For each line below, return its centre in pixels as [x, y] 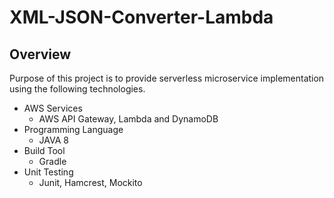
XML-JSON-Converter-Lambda [141, 17]
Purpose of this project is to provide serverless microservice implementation [167, 78]
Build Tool [44, 150]
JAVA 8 [53, 140]
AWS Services [53, 108]
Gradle [52, 161]
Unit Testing [48, 172]
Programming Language [73, 129]
